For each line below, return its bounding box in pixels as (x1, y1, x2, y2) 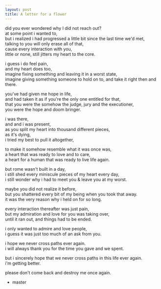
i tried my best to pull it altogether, (5, 136, 74, 142)
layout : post (5, 7, 32, 12)
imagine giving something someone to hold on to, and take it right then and (5, 76, 157, 82)
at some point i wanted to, (5, 30, 58, 36)
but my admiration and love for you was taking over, (5, 211, 110, 217)
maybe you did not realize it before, (5, 186, 77, 192)
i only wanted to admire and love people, (5, 225, 87, 231)
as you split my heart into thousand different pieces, (5, 126, 110, 132)
